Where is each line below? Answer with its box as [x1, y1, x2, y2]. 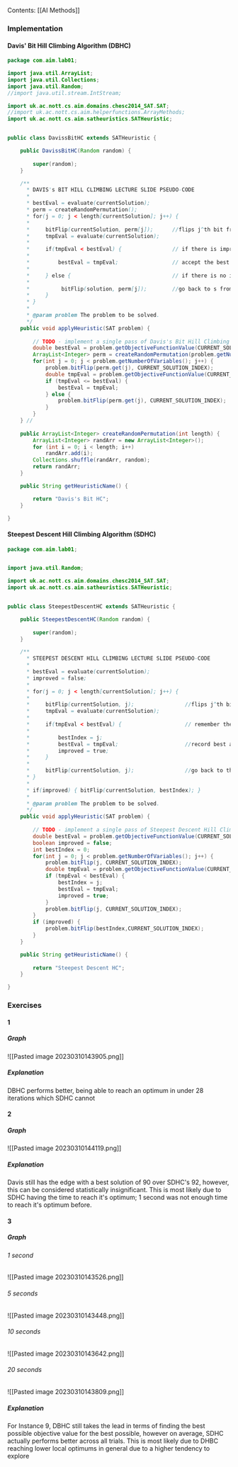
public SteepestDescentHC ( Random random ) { [20, 616, 151, 623]
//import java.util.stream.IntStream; [7, 89, 122, 96]
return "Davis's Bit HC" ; [33, 495, 110, 502]
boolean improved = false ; [33, 839, 113, 846]
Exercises [7, 1001, 42, 1011]
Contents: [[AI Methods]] [7, 6, 80, 14]
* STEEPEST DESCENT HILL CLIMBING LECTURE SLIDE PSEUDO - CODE [25, 655, 211, 662]
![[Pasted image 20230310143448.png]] [7, 1311, 125, 1320]
